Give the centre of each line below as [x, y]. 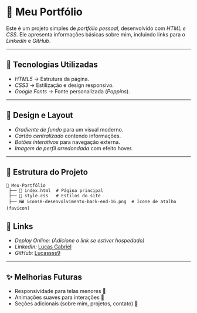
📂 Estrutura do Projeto [47, 172]
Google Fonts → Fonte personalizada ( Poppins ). [72, 91]
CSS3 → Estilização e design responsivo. [64, 85]
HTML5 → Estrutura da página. [52, 79]
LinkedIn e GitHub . [28, 41]
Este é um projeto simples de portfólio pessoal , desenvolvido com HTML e [96, 28]
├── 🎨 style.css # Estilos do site [55, 196]
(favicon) [18, 208]
